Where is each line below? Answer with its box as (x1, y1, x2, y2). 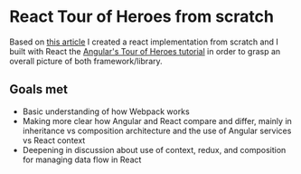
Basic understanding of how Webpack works (22, 106, 190, 117)
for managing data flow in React (22, 154, 142, 165)
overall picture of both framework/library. (9, 55, 163, 66)
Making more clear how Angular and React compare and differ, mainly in (22, 115, 292, 126)
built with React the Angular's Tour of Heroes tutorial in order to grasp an (9, 45, 281, 56)
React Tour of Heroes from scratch (9, 6, 274, 27)
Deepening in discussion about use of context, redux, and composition (22, 144, 287, 155)
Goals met (9, 82, 68, 97)
